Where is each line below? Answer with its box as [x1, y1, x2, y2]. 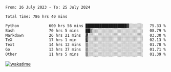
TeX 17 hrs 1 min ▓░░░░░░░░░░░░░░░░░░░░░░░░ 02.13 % [5, 37, 166, 43]
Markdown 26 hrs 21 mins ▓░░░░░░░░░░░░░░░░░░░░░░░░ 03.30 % [5, 33, 166, 38]
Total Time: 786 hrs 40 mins [5, 14, 68, 19]
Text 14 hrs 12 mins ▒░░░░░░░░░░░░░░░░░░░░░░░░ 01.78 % [5, 42, 166, 47]
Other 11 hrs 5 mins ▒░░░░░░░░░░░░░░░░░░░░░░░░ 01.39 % [5, 52, 166, 57]
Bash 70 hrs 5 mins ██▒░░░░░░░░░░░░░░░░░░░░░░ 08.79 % [5, 28, 166, 33]
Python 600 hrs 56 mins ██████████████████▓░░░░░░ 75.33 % [5, 23, 166, 28]
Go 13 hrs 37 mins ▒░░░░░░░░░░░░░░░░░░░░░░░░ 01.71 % [5, 47, 166, 52]
